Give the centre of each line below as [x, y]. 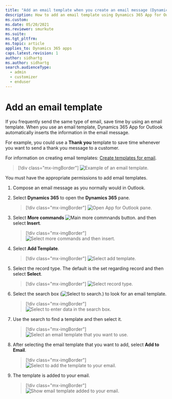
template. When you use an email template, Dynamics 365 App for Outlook [84, 127]
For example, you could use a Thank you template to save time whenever [83, 142]
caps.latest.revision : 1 [32, 53]
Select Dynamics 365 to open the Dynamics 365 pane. [71, 197]
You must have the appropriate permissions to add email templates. [76, 177]
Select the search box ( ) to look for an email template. [90, 294]
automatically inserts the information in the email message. [67, 132]
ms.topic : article [25, 44]
